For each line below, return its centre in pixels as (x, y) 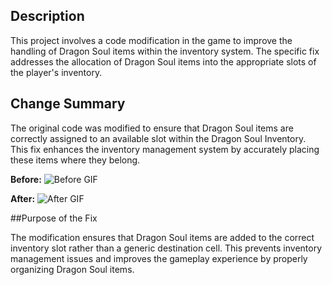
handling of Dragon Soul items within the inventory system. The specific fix (165, 51)
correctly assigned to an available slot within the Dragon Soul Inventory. (158, 138)
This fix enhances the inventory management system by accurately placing (165, 149)
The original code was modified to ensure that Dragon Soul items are (152, 128)
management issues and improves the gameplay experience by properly (159, 258)
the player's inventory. (56, 72)
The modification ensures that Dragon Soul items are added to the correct (162, 237)
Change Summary (68, 104)
